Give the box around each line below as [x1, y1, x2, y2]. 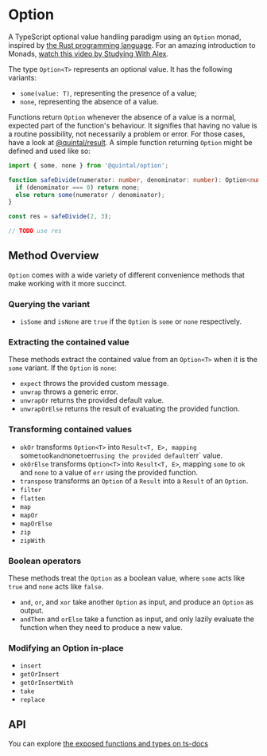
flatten [19, 494, 45, 502]
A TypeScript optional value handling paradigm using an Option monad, [8, 32, 242, 41]
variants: [8, 73, 37, 82]
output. [19, 606, 44, 616]
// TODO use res [8, 227, 62, 235]
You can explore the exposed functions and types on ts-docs [8, 739, 209, 749]
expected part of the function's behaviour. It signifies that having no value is [8, 120, 257, 130]
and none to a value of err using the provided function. [19, 467, 199, 477]
